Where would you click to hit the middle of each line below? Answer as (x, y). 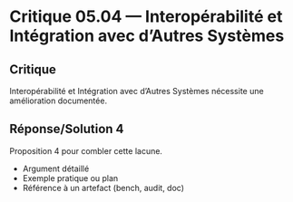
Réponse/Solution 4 (67, 129)
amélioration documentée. (58, 101)
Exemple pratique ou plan (70, 178)
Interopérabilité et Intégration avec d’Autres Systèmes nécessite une (137, 91)
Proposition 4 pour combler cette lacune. (86, 150)
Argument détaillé (56, 168)
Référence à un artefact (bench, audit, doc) (103, 188)
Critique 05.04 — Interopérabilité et (146, 17)
